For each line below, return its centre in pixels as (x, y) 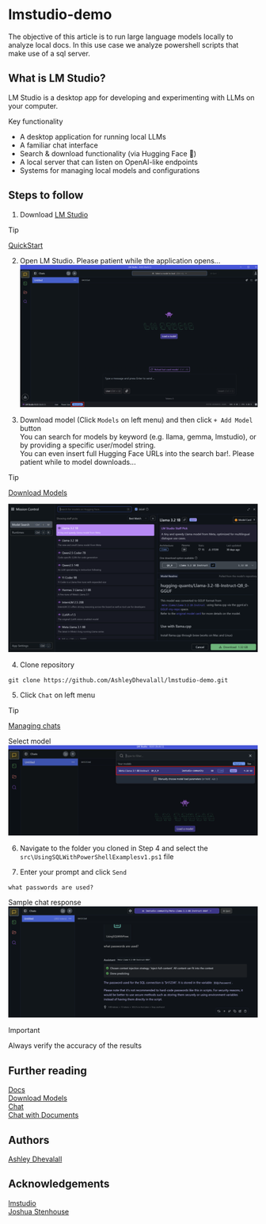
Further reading (47, 1071)
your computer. (33, 106)
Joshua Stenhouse (39, 1211)
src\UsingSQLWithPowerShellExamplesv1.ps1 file (97, 856)
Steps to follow (46, 196)
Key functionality (36, 121)
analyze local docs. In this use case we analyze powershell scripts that (123, 44)
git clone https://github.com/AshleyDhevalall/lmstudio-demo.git (118, 681)
